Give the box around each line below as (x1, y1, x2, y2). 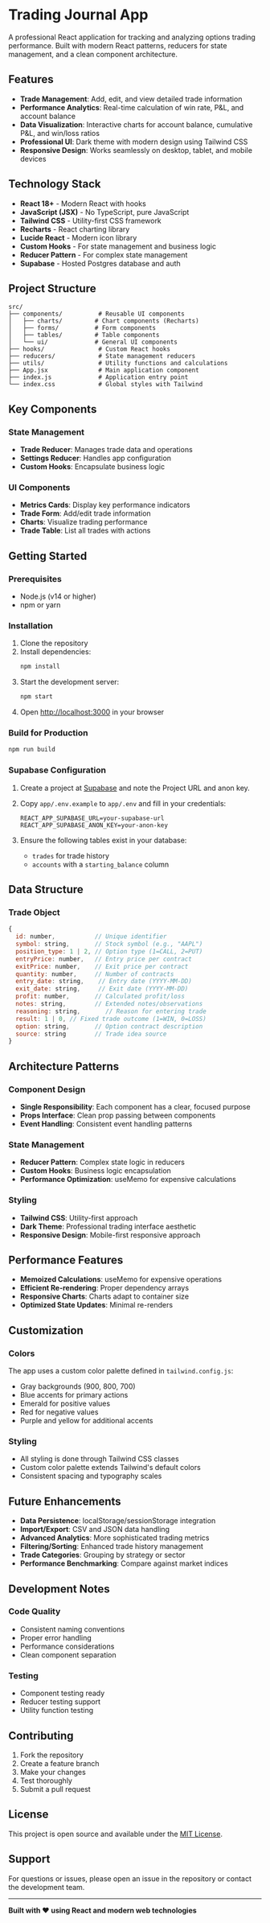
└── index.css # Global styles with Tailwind (8, 381, 203, 389)
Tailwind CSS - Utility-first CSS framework (19, 216, 162, 225)
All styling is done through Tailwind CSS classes (19, 1454, 179, 1464)
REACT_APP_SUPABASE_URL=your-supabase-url (19, 814, 165, 822)
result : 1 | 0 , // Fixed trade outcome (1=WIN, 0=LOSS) (15, 1015, 207, 1023)
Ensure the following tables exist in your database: (19, 835, 187, 845)
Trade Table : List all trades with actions (19, 525, 151, 536)
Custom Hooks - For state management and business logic (19, 241, 217, 251)
